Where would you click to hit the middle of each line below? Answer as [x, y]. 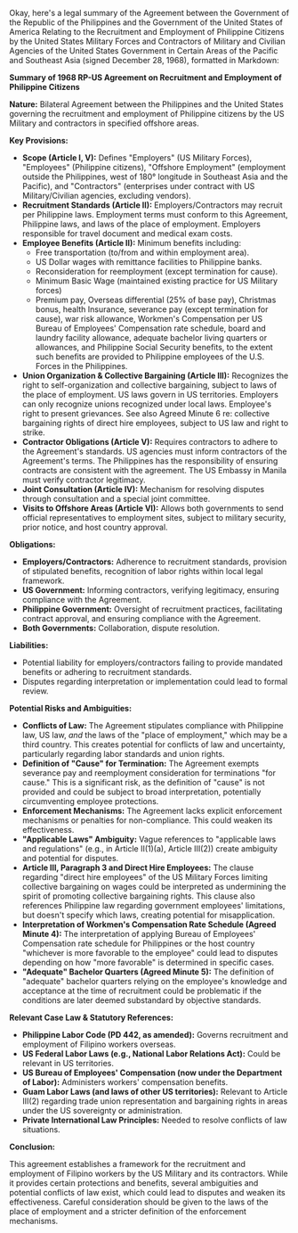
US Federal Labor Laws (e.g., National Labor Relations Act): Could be [151, 1054]
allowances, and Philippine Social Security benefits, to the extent [154, 347]
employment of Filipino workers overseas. [99, 1044]
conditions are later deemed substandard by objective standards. [141, 1000]
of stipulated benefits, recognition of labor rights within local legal [143, 571]
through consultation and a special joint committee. [116, 499]
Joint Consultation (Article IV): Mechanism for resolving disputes [143, 489]
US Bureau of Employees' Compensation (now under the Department [152, 1073]
